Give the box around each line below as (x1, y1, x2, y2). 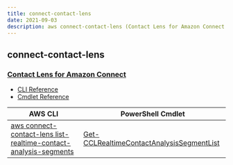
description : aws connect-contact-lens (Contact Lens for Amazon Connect (7, 23, 225, 30)
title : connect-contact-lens (7, 10, 92, 17)
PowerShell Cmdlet (120, 109, 185, 119)
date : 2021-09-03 (7, 17, 58, 24)
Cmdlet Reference (17, 93, 69, 101)
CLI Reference (17, 85, 59, 94)
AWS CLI (28, 109, 59, 119)
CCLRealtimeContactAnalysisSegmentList (83, 138, 220, 148)
